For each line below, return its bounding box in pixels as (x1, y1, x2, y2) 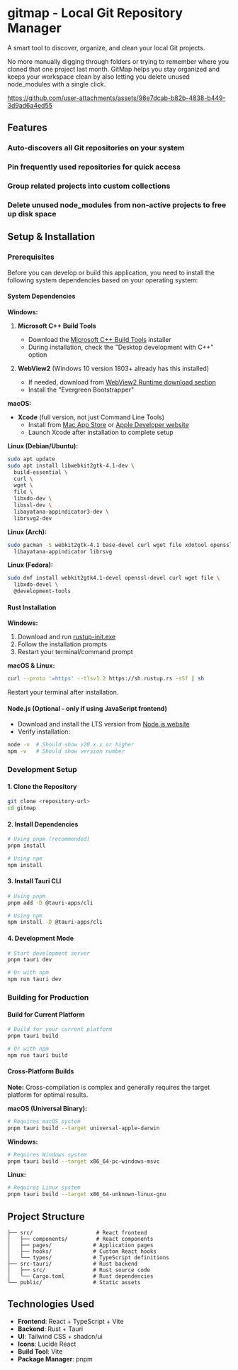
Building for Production (7, 992, 89, 1002)
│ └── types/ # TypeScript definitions (7, 1254, 170, 1261)
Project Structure (7, 1210, 85, 1222)
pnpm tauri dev (7, 956, 52, 963)
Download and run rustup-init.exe (17, 633, 116, 641)
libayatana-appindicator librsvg (13, 548, 113, 555)
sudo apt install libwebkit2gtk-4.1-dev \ (7, 462, 135, 469)
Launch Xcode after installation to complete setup (28, 428, 174, 436)
